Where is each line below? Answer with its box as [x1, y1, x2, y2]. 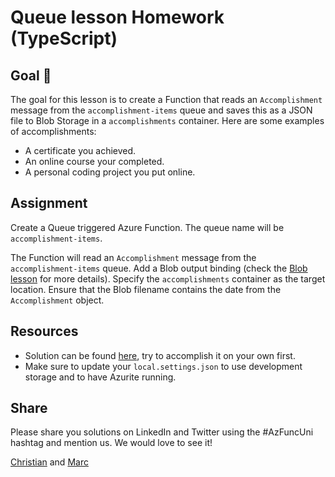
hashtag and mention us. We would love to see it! [10, 437, 213, 449]
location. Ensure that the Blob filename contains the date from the [10, 283, 282, 295]
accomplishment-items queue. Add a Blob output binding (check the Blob [10, 262, 308, 274]
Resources [10, 323, 79, 340]
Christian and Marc [10, 456, 89, 468]
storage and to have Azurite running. [24, 371, 177, 383]
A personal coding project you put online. [24, 166, 196, 178]
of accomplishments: [10, 126, 97, 137]
